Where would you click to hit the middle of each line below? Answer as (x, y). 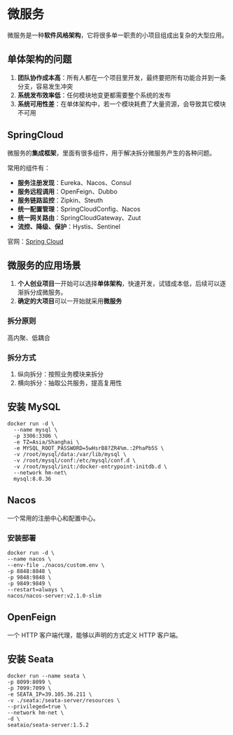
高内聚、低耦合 (29, 338)
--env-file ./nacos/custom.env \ (56, 565)
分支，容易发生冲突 (45, 86)
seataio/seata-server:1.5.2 (48, 725)
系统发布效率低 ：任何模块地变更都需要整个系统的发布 (94, 95)
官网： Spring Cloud (36, 241)
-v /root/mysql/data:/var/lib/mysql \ (70, 454)
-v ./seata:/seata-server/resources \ (64, 700)
